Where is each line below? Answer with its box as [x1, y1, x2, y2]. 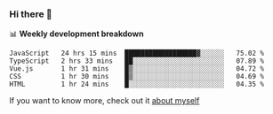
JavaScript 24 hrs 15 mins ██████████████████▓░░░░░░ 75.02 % [9, 49, 265, 58]
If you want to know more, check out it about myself [9, 95, 200, 106]
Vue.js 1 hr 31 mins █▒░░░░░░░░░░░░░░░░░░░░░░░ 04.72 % [9, 65, 265, 73]
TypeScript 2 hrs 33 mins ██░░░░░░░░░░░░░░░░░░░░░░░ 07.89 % [9, 57, 265, 65]
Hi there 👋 [9, 8, 53, 20]
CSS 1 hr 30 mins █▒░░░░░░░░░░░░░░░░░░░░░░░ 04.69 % [9, 72, 265, 81]
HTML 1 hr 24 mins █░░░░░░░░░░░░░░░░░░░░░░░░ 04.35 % [9, 80, 265, 89]
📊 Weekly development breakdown [9, 28, 144, 39]
